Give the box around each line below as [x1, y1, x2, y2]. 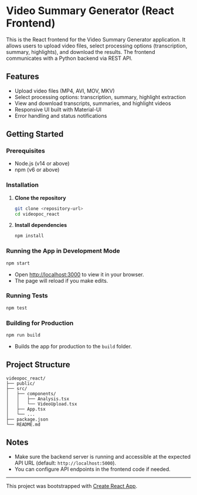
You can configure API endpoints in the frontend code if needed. [14, 465, 171, 473]
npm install [14, 233, 44, 239]
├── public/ [6, 380, 35, 386]
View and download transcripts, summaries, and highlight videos [14, 100, 171, 107]
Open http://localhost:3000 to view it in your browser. [14, 271, 145, 278]
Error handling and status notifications [14, 112, 107, 119]
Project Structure [6, 360, 70, 370]
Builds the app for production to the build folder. [14, 343, 132, 350]
